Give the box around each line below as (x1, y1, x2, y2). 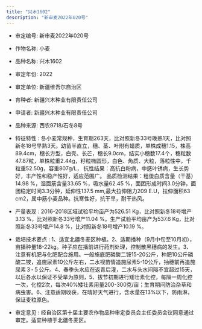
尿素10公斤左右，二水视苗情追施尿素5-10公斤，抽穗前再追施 (46, 258, 196, 266)
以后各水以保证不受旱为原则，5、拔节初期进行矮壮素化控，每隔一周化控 (14, 273, 193, 281)
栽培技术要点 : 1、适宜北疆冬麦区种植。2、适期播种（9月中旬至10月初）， (14, 235, 195, 243)
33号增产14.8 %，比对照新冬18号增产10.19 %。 (31, 223, 147, 230)
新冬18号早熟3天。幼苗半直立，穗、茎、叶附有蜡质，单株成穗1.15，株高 (14, 142, 191, 149)
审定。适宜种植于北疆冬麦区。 (14, 316, 89, 324)
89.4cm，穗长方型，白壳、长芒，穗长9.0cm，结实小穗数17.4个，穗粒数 (14, 149, 192, 157)
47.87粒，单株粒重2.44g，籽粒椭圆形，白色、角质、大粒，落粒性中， (14, 157, 186, 164)
